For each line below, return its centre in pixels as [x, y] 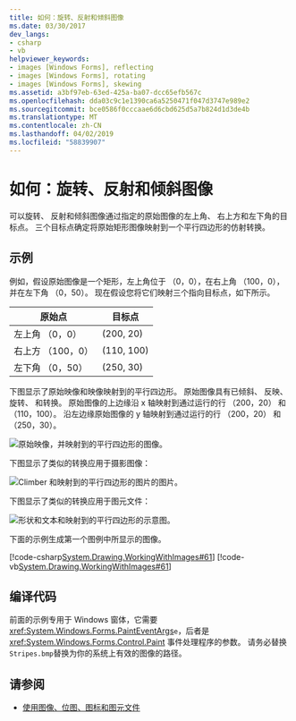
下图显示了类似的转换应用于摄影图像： [80, 462]
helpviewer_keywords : [50, 59]
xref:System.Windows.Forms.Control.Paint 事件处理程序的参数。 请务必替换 [148, 642]
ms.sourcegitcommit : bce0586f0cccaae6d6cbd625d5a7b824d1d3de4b [130, 109]
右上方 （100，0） [54, 351]
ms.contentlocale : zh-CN [55, 126]
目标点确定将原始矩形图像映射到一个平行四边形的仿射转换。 [160, 227]
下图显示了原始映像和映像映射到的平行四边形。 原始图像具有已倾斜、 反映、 [148, 391]
